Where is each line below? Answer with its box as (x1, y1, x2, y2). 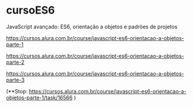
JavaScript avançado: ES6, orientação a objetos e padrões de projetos (6, 23, 178, 30)
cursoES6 (6, 4, 55, 17)
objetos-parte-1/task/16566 (6, 94, 73, 101)
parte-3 (6, 76, 25, 83)
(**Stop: (6, 87, 28, 95)
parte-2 (6, 59, 25, 66)
